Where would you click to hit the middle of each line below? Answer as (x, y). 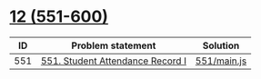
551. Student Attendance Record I (114, 61)
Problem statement (114, 45)
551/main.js (221, 61)
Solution (221, 45)
